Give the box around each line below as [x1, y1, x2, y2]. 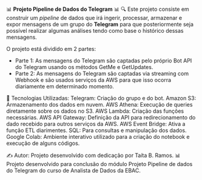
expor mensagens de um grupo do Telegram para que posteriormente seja [6, 21, 194, 28]
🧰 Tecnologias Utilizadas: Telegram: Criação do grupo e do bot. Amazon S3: [6, 95, 197, 102]
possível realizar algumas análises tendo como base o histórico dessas [6, 27, 184, 34]
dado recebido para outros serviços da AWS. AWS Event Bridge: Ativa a [6, 121, 186, 127]
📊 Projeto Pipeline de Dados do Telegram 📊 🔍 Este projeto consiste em [6, 5, 189, 13]
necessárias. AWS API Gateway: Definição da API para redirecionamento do [6, 114, 196, 121]
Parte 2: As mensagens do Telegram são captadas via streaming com [15, 70, 189, 77]
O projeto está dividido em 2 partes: [6, 45, 96, 52]
